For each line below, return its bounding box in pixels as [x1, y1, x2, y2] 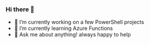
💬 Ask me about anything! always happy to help [14, 31, 132, 38]
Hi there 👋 [5, 5, 35, 13]
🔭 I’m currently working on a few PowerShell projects [14, 19, 144, 26]
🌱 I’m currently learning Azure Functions [14, 25, 113, 32]
